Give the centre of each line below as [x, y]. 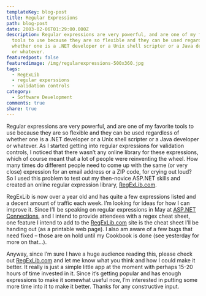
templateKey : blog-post [37, 12]
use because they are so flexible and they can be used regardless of [93, 133]
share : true [21, 109]
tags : [13, 69]
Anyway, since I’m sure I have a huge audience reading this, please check [100, 254]
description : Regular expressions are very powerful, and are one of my [101, 35]
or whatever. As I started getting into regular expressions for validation [95, 146]
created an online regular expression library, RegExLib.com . [82, 185]
